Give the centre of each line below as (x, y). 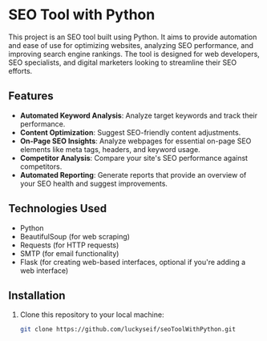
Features (31, 96)
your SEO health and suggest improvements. (94, 183)
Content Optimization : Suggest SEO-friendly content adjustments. (130, 132)
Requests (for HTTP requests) (69, 245)
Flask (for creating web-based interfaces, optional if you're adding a (133, 262)
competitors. (41, 166)
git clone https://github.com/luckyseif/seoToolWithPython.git (128, 330)
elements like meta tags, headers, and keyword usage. (110, 149)
